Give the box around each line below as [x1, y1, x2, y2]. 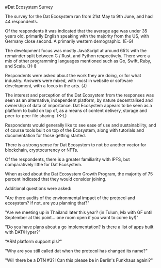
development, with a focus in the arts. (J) [5, 83, 87, 89]
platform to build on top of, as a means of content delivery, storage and [5, 108, 147, 113]
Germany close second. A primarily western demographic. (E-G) [5, 38, 134, 44]
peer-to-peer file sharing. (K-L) [5, 113, 67, 118]
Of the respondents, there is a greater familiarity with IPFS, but [5, 157, 130, 162]
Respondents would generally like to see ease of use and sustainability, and [5, 122, 156, 128]
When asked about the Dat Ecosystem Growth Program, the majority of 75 [5, 171, 153, 176]
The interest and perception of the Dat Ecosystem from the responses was [5, 92, 154, 98]
